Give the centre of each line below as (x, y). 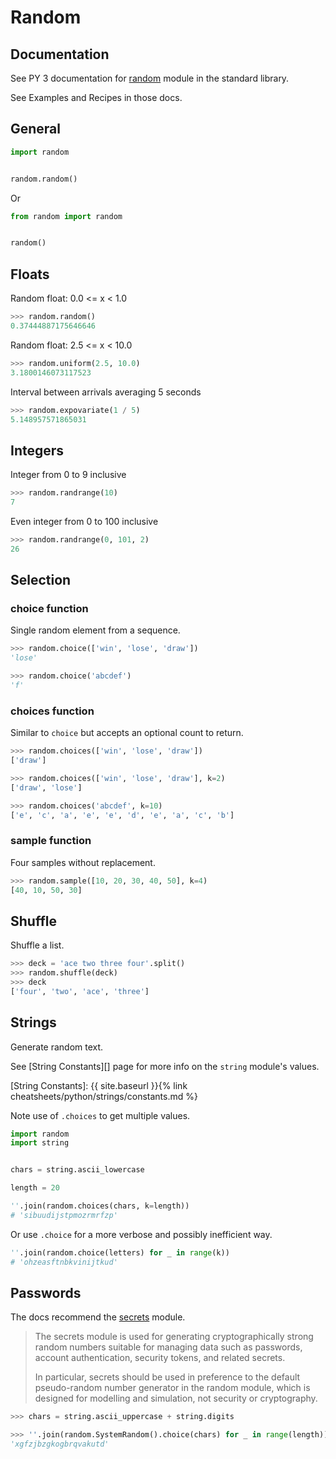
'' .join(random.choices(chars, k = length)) (100, 1206)
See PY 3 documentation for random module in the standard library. (150, 78)
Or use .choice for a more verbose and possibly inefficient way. (141, 1234)
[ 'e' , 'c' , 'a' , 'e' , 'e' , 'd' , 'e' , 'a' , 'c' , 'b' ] (122, 815)
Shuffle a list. (37, 945)
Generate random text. (57, 1047)
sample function (51, 841)
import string (40, 1143)
